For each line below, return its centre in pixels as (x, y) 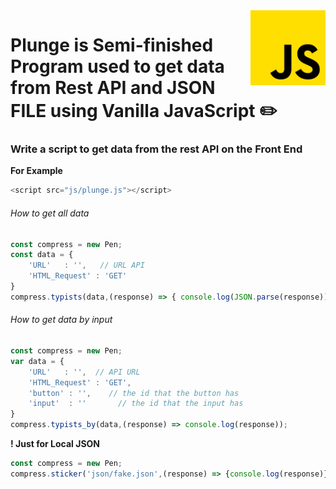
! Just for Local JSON (55, 444)
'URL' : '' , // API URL (84, 372)
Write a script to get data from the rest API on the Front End (156, 149)
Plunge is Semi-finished (112, 45)
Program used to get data (117, 66)
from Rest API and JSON (113, 88)
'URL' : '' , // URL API (86, 265)
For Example (36, 171)
